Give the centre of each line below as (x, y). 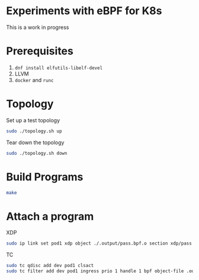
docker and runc (34, 80)
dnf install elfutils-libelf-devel (59, 68)
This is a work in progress (38, 27)
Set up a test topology (33, 120)
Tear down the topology (35, 142)
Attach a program (50, 216)
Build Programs (45, 177)
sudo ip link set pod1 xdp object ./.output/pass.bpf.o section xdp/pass (99, 243)
